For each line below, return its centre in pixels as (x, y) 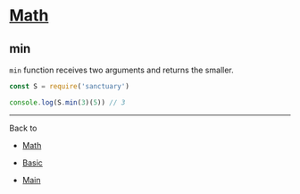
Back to (23, 128)
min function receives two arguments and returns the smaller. (121, 70)
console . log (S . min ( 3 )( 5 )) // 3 (67, 102)
